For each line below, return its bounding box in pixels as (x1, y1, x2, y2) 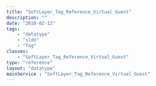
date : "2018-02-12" (6, 20, 56, 26)
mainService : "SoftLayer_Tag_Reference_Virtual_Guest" (6, 71, 151, 77)
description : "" (6, 15, 47, 21)
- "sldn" (17, 37, 39, 43)
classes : (6, 48, 29, 55)
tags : (6, 25, 20, 32)
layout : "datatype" (6, 65, 56, 71)
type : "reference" (6, 59, 53, 65)
